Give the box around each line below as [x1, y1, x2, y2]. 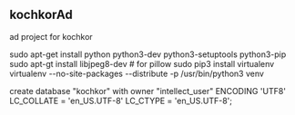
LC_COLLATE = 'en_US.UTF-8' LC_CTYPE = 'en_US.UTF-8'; [9, 95, 232, 106]
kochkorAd [9, 7, 73, 23]
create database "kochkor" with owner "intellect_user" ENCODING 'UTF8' [9, 85, 287, 96]
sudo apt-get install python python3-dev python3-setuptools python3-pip [9, 49, 287, 60]
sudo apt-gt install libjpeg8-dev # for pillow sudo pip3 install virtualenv [9, 58, 275, 69]
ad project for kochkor [9, 31, 93, 42]
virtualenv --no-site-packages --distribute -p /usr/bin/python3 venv [9, 68, 264, 79]
